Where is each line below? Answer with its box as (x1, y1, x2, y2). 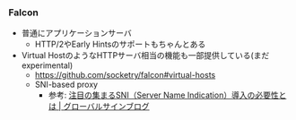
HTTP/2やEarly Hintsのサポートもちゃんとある (34, 39, 206, 50)
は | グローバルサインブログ (48, 101, 150, 112)
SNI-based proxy (34, 79, 99, 90)
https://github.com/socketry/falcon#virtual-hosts (34, 70, 216, 81)
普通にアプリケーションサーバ (21, 28, 132, 39)
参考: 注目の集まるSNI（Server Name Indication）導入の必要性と (48, 90, 287, 100)
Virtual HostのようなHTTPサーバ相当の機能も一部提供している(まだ (21, 50, 270, 61)
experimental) (21, 60, 74, 71)
